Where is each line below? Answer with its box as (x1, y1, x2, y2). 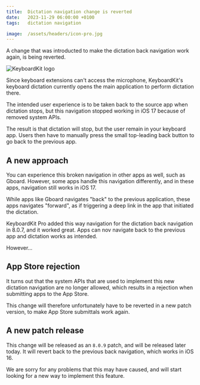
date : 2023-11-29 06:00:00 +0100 (6, 14, 95, 20)
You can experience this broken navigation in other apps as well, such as (6, 171, 186, 178)
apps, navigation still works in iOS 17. (6, 184, 97, 192)
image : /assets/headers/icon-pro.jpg (6, 31, 103, 37)
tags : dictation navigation (6, 20, 82, 26)
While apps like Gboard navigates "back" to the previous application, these (6, 196, 190, 203)
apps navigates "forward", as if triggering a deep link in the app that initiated (6, 202, 194, 210)
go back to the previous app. (6, 138, 77, 145)
